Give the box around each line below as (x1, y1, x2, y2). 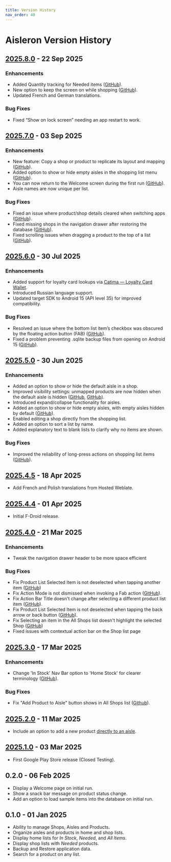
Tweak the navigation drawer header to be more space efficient (12, 555, 146, 561)
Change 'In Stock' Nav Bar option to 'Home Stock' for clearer (12, 670, 141, 676)
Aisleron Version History (5, 34, 112, 46)
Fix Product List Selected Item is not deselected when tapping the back (12, 606, 163, 613)
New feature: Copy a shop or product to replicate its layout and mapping (12, 158, 165, 165)
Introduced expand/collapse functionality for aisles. (12, 399, 121, 405)
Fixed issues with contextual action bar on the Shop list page (12, 628, 141, 634)
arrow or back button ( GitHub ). (12, 612, 78, 618)
